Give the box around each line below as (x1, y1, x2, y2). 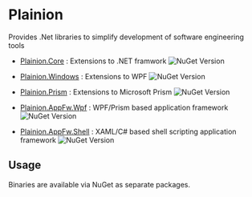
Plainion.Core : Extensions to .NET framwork (19, 56, 167, 66)
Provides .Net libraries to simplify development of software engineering (8, 32, 245, 42)
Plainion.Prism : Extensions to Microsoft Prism (19, 86, 173, 97)
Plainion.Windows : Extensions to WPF (19, 71, 148, 81)
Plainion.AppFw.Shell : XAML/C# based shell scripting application (19, 127, 237, 136)
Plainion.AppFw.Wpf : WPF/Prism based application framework (19, 103, 229, 112)
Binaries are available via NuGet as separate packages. (8, 179, 191, 189)
